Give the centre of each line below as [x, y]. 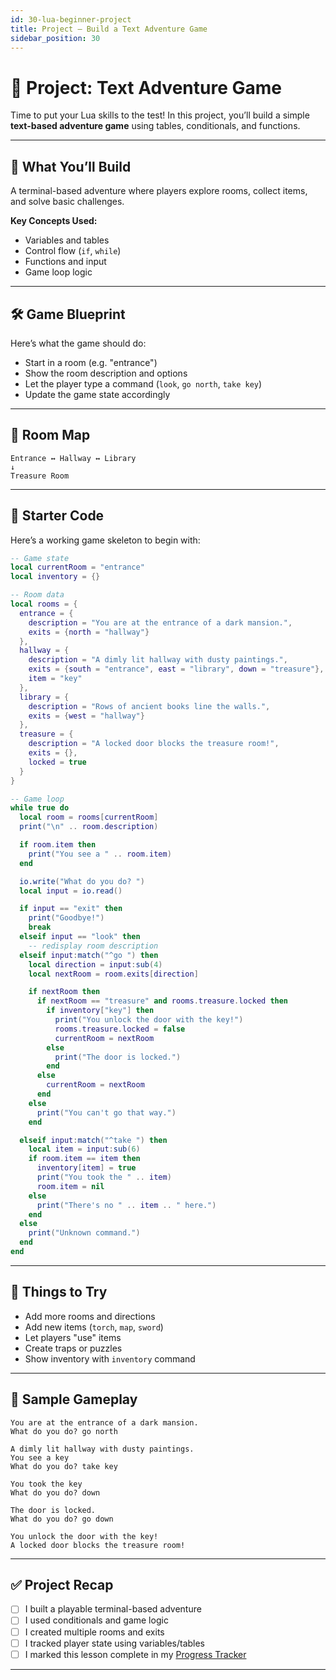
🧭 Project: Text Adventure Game [146, 87]
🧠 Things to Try [59, 1292]
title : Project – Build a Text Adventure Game [109, 29]
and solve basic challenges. [67, 202]
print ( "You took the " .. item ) [104, 1177]
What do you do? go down [62, 1519]
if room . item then [58, 845]
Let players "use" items [73, 1337]
